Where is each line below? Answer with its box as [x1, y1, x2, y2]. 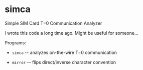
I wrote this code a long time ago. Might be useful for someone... [5, 30, 138, 36]
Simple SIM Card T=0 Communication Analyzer [5, 20, 102, 26]
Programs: [5, 39, 26, 46]
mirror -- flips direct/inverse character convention [12, 59, 116, 65]
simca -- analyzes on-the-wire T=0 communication [12, 49, 117, 55]
